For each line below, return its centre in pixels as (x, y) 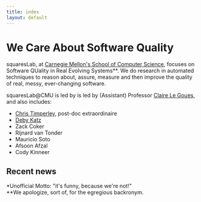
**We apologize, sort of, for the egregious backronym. (75, 192)
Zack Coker (29, 126)
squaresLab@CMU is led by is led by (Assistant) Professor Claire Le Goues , (101, 95)
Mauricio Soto (32, 140)
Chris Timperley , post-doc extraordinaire (66, 113)
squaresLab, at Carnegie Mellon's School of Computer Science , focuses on (101, 64)
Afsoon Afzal (31, 146)
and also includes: (29, 102)
